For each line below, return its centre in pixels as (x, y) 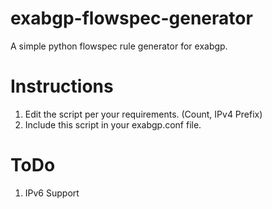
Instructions (62, 86)
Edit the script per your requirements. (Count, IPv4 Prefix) (143, 114)
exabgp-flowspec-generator (131, 18)
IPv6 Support (52, 193)
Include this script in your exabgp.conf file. (113, 124)
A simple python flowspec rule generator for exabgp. (119, 46)
